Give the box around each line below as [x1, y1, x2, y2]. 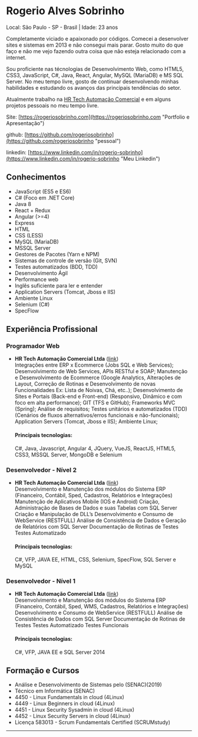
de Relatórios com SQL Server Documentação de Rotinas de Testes [14, 523, 179, 530]
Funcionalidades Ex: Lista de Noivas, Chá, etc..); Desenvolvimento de [14, 387, 183, 394]
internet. [6, 54, 27, 61]
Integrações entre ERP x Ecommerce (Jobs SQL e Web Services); [14, 361, 174, 368]
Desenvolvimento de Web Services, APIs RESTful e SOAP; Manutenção [14, 368, 187, 375]
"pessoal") [95, 137, 121, 144]
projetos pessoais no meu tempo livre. [6, 102, 99, 109]
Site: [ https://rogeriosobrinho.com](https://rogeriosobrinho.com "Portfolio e [6, 113, 190, 120]
